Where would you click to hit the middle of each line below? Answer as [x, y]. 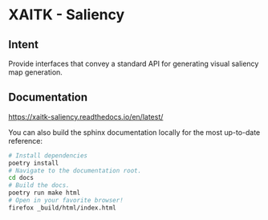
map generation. [35, 72]
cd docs [21, 178]
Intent [23, 45]
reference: [25, 141]
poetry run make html [45, 193]
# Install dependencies [48, 155]
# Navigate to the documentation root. [75, 170]
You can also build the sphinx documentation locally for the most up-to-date [134, 132]
